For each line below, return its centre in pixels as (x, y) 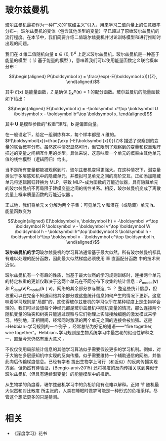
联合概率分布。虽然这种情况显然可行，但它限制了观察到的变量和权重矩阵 (87, 147)
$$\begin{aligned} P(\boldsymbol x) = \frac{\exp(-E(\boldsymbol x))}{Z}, (83, 76)
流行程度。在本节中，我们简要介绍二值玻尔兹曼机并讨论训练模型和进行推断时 (83, 37)
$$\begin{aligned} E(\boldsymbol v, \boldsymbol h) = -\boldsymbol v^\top (83, 221)
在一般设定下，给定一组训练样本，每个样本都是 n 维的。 (62, 134)
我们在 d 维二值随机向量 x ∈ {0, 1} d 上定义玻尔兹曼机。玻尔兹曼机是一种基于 (82, 53)
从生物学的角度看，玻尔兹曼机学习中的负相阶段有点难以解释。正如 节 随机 (80, 384)
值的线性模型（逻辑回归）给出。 (38, 159)
